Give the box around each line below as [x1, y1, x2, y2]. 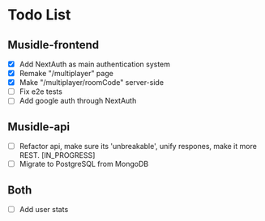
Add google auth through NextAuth [19, 96, 137, 106]
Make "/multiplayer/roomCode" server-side [19, 78, 164, 87]
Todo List [7, 6, 71, 24]
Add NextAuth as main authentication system [19, 59, 171, 69]
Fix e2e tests [19, 87, 62, 96]
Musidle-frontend [7, 38, 100, 52]
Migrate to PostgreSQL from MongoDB [19, 159, 149, 169]
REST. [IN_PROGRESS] [19, 151, 96, 160]
